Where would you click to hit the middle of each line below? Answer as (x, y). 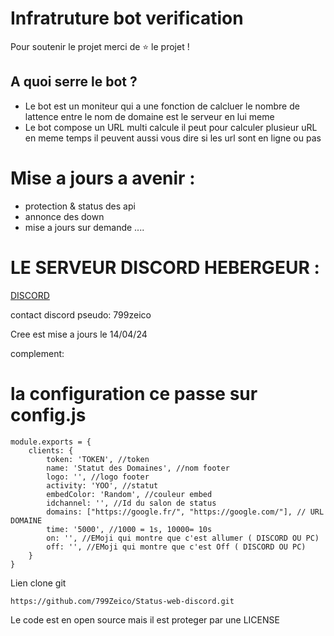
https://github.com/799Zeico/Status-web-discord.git (122, 601)
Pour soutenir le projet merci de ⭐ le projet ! (100, 46)
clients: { (51, 450)
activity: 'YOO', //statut (102, 485)
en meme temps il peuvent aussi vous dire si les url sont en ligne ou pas (173, 138)
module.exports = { (51, 442)
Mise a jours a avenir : (103, 178)
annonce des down (64, 216)
